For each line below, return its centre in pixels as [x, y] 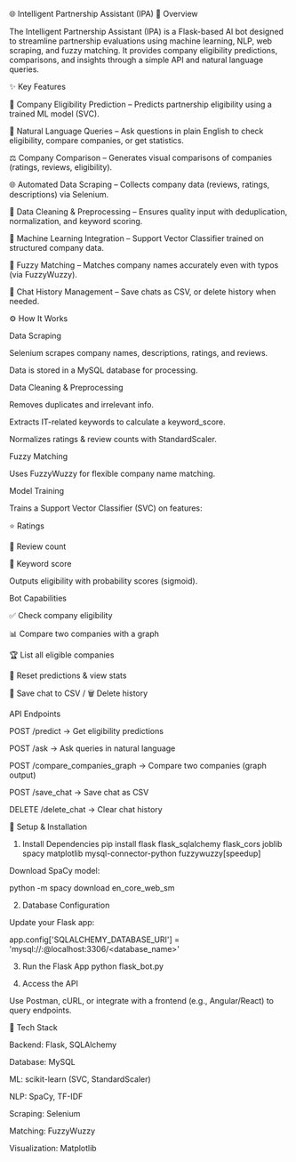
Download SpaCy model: [55, 871]
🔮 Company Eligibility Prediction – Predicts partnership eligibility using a [141, 104]
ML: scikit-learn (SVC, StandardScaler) [80, 1079]
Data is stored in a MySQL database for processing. [104, 370]
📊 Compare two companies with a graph [84, 633]
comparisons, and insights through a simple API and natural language [136, 60]
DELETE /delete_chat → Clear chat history [86, 809]
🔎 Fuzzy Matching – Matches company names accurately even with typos [144, 265]
